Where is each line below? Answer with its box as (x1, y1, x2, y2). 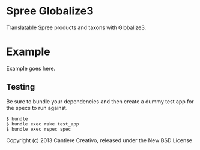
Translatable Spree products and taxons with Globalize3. (6, 24, 147, 31)
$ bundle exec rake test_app (6, 121, 79, 127)
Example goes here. (6, 65, 56, 72)
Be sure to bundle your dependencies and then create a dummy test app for (6, 97, 194, 105)
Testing (6, 82, 35, 92)
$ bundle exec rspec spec (6, 126, 71, 132)
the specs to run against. (6, 104, 68, 111)
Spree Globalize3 (6, 4, 94, 18)
